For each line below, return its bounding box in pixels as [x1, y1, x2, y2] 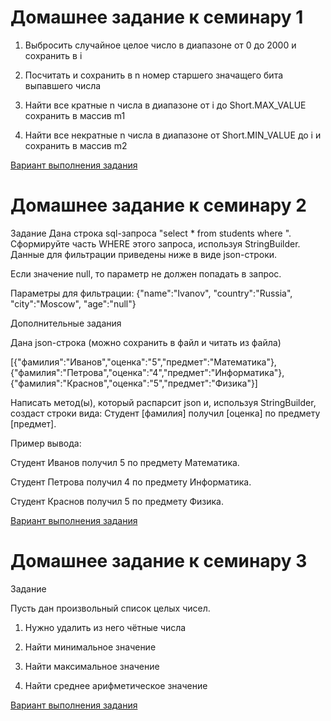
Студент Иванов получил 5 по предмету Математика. [10, 456, 240, 468]
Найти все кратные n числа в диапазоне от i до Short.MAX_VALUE [24, 99, 307, 111]
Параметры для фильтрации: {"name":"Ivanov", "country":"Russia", [10, 287, 293, 299]
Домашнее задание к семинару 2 [10, 194, 307, 217]
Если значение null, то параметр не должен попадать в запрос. [10, 267, 282, 280]
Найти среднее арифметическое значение [24, 679, 208, 691]
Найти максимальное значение [24, 660, 160, 672]
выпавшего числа [24, 79, 102, 91]
